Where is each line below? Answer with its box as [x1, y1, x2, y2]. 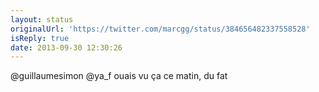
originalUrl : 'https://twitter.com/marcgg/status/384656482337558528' [10, 24, 311, 34]
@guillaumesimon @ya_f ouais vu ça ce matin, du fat [10, 70, 228, 82]
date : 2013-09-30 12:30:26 [10, 42, 123, 53]
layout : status [10, 14, 74, 25]
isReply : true [10, 33, 70, 43]
